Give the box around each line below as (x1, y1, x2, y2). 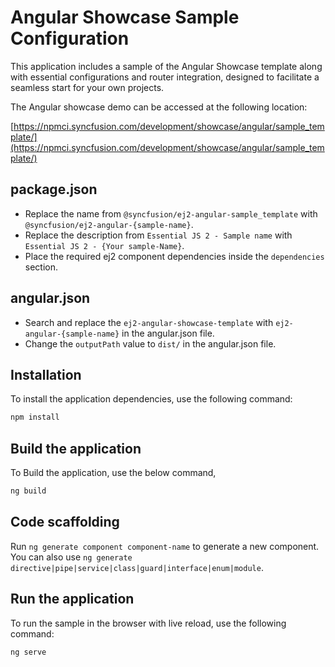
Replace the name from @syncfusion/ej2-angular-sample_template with (24, 207, 318, 220)
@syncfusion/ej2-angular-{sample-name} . (24, 218, 194, 230)
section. (24, 261, 59, 273)
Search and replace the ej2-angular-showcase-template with (24, 316, 274, 328)
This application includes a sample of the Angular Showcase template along (10, 60, 323, 72)
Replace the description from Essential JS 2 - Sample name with (24, 229, 293, 241)
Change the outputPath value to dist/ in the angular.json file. (24, 337, 277, 350)
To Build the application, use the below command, (10, 467, 217, 479)
